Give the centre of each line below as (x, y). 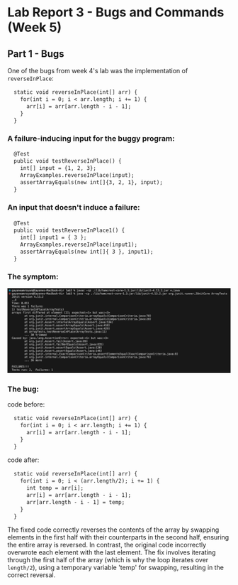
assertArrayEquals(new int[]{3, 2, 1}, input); (91, 183)
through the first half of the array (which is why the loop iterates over (108, 560)
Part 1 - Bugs (36, 54)
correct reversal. (32, 575)
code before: (26, 404)
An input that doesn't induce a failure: (74, 208)
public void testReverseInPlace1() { (69, 230)
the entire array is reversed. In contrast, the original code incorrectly (107, 545)
